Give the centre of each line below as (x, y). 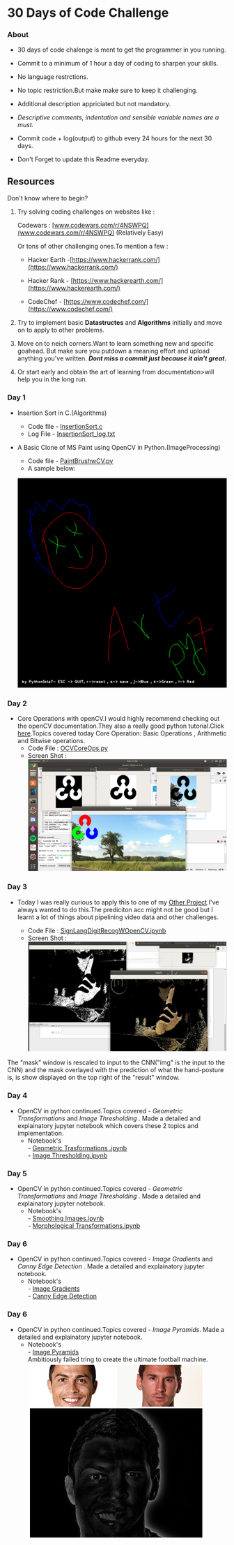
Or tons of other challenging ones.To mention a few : (93, 247)
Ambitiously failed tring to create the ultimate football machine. (118, 1359)
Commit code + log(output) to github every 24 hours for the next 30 (115, 138)
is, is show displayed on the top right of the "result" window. (93, 1078)
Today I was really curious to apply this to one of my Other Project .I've (118, 902)
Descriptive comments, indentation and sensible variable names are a (118, 117)
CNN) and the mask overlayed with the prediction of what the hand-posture (116, 1070)
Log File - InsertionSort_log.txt (71, 434)
